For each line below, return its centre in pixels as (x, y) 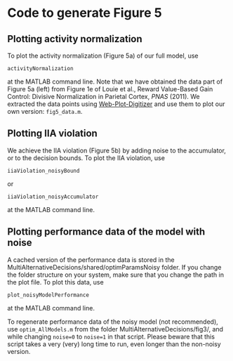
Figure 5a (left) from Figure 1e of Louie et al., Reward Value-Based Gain (110, 89)
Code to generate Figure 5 (85, 13)
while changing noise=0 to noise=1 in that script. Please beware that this (111, 336)
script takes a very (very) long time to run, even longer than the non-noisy (114, 344)
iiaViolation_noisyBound (44, 171)
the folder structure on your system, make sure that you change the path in (116, 275)
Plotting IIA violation (53, 134)
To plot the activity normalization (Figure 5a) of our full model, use (103, 55)
